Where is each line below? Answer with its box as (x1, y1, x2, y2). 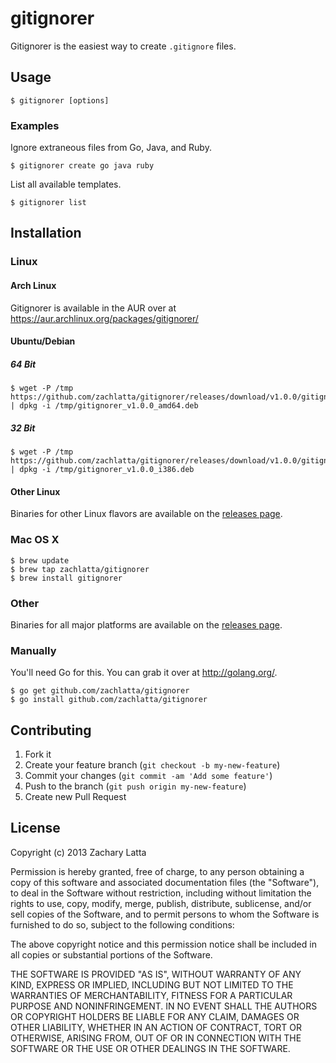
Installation (10, 225, 82, 242)
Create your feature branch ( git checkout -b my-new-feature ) (24, 759, 281, 771)
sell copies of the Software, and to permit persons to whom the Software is (10, 908, 320, 920)
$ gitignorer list (10, 198, 87, 208)
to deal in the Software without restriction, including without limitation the (10, 887, 312, 899)
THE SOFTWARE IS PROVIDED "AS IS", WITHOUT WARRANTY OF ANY (10, 968, 302, 980)
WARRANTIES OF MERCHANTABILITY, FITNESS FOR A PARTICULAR (10, 989, 293, 1001)
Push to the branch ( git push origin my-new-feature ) (24, 780, 247, 792)
